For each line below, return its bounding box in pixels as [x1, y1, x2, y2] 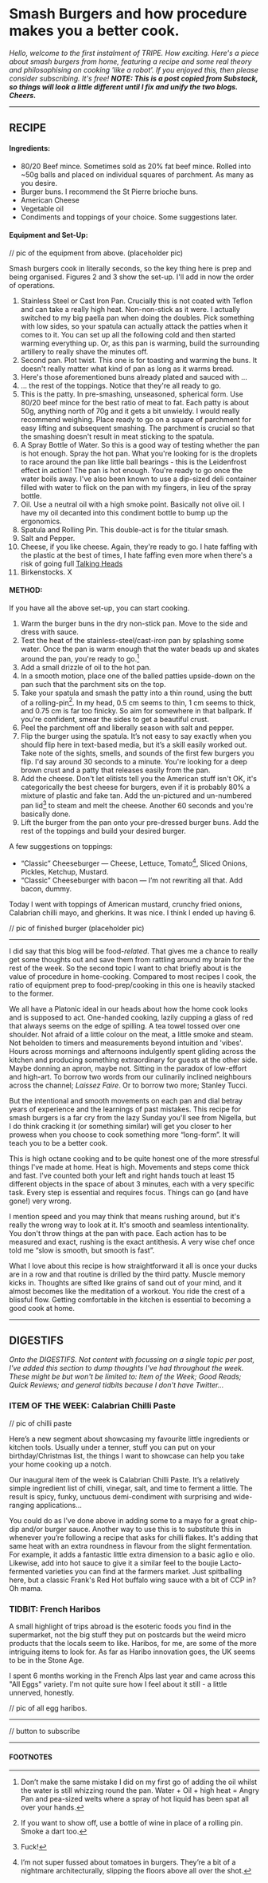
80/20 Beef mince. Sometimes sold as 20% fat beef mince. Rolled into [20, 161, 251, 171]
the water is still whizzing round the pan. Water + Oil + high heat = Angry [20, 1786, 259, 1795]
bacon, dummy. [20, 883, 72, 894]
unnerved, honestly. [9, 1688, 75, 1697]
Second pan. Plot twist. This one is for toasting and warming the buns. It [20, 355, 258, 365]
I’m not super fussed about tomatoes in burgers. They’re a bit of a [20, 1857, 236, 1867]
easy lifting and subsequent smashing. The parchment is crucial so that [20, 423, 255, 432]
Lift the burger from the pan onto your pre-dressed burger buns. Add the [20, 817, 259, 827]
